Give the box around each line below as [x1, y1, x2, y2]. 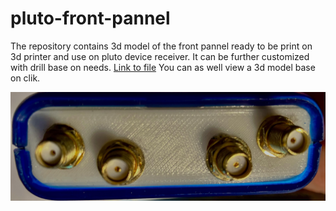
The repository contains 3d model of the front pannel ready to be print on [10, 40, 313, 52]
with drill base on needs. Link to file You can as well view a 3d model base [10, 61, 316, 73]
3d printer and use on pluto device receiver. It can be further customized [10, 50, 310, 62]
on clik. [10, 72, 41, 84]
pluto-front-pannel [10, 7, 171, 30]
